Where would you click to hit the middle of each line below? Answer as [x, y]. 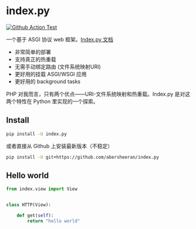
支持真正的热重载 [35, 59]
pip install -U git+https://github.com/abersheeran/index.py [83, 157]
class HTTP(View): [29, 205]
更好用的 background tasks [47, 81]
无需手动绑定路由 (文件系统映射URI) [58, 67]
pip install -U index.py [36, 134]
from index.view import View [42, 189]
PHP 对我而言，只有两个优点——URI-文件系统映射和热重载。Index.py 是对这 [98, 94]
